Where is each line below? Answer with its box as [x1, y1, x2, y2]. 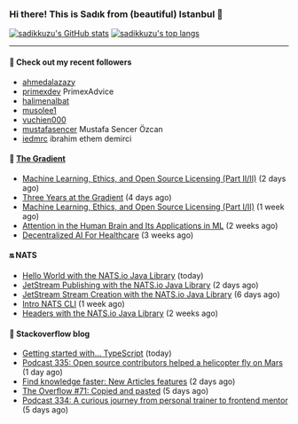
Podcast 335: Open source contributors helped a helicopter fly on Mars [21, 357, 284, 368]
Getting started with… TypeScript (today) [21, 348, 172, 358]
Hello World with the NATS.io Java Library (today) [21, 270, 204, 280]
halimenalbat [21, 95, 69, 106]
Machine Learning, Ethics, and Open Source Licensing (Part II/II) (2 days [21, 173, 286, 184]
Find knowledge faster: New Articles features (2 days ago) [21, 376, 236, 387]
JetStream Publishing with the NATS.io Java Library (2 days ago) [21, 279, 259, 290]
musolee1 [21, 105, 58, 115]
